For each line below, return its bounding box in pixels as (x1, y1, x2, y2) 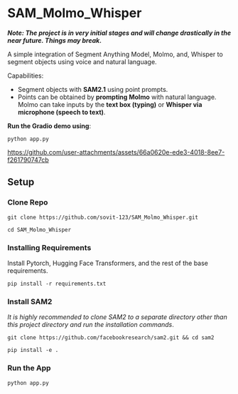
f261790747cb (7, 155, 50, 164)
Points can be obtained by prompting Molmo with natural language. (17, 93, 217, 101)
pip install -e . (7, 347, 59, 354)
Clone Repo (7, 197, 48, 207)
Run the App (7, 363, 51, 373)
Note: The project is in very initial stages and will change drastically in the (7, 28, 232, 37)
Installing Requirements (7, 242, 92, 252)
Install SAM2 (7, 296, 53, 306)
